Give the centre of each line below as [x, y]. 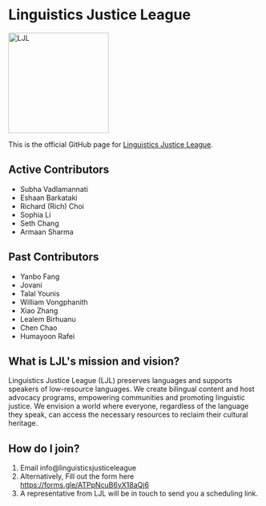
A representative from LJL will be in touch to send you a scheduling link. [139, 494]
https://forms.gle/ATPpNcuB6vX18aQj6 [85, 485]
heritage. [23, 423]
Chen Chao [38, 328]
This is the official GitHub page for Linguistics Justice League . [111, 144]
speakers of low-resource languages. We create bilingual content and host [131, 389]
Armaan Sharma [46, 231]
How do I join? [44, 449]
